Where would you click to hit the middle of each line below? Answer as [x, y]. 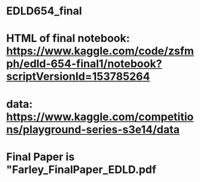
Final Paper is [41, 157]
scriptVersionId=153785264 [78, 77]
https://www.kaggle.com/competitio [100, 116]
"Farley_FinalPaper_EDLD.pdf [81, 169]
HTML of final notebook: [68, 39]
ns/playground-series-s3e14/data [93, 129]
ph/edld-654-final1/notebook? [84, 64]
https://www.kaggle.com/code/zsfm [100, 51]
